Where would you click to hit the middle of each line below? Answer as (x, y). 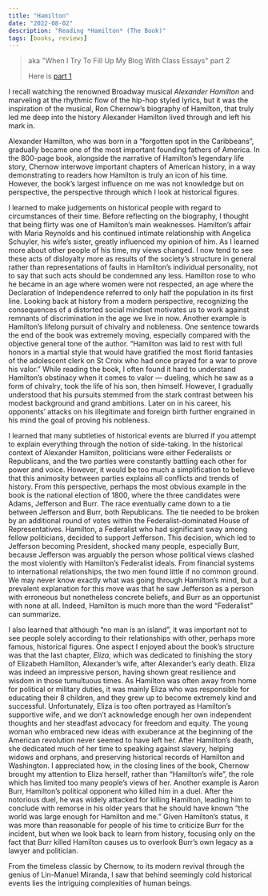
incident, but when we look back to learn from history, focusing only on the (132, 834)
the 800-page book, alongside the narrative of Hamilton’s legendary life (126, 158)
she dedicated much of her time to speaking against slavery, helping (121, 749)
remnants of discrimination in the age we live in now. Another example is (127, 318)
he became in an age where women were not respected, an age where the (131, 284)
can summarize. (35, 614)
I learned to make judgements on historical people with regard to (115, 208)
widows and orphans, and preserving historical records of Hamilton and (127, 758)
